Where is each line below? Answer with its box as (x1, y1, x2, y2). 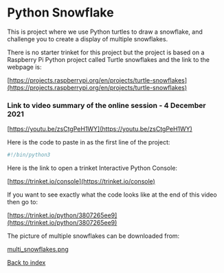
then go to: (7, 198, 38, 206)
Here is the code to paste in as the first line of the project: (7, 138, 170, 146)
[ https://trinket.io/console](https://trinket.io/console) (7, 177, 156, 186)
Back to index (7, 259, 46, 267)
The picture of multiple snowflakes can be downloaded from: (7, 232, 180, 240)
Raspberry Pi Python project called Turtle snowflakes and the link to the (7, 55, 210, 63)
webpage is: (7, 63, 43, 71)
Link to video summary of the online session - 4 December (7, 100, 206, 110)
